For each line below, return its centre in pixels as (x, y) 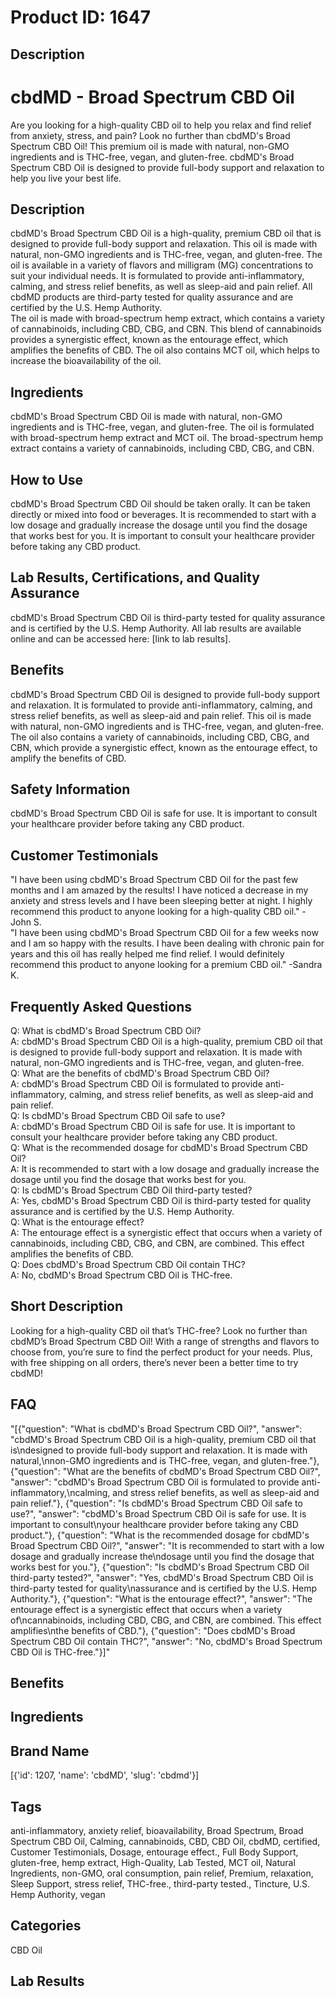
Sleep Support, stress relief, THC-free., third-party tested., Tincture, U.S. (160, 1884)
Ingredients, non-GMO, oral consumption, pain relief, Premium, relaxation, (162, 1873)
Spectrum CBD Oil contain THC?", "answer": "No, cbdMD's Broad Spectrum (166, 1641)
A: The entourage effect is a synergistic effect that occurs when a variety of (166, 1233)
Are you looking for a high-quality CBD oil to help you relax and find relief (161, 125)
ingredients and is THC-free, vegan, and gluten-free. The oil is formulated (162, 427)
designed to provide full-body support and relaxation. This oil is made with (164, 244)
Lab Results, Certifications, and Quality (135, 577)
